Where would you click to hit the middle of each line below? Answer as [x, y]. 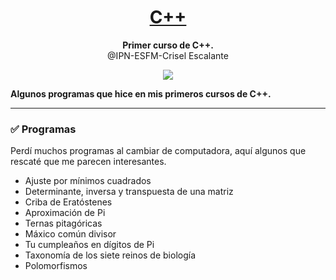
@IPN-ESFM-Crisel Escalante [168, 55]
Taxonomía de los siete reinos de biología [110, 255]
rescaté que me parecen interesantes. [88, 162]
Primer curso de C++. [168, 45]
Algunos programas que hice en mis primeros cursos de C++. [141, 93]
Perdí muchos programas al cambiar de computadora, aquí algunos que [158, 151]
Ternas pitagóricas [63, 223]
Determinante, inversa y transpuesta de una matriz [129, 192]
